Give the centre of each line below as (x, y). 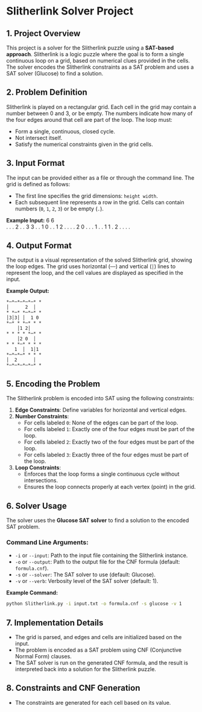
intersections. (41, 480)
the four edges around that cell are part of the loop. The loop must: (90, 119)
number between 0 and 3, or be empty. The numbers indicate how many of (99, 113)
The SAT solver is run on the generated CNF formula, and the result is (102, 663)
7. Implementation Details (55, 622)
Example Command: (32, 593)
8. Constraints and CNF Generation (73, 688)
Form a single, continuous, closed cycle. (65, 131)
